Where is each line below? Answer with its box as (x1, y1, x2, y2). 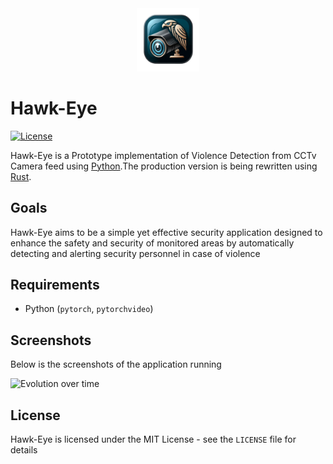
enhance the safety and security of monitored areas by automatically (10, 237, 295, 249)
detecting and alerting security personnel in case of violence (10, 247, 261, 259)
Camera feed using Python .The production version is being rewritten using (10, 160, 318, 172)
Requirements (10, 276, 100, 293)
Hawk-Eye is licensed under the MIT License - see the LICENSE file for (10, 433, 297, 445)
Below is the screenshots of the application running (10, 358, 222, 371)
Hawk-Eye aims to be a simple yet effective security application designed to (10, 226, 323, 238)
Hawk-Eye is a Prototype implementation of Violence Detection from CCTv (10, 149, 317, 161)
